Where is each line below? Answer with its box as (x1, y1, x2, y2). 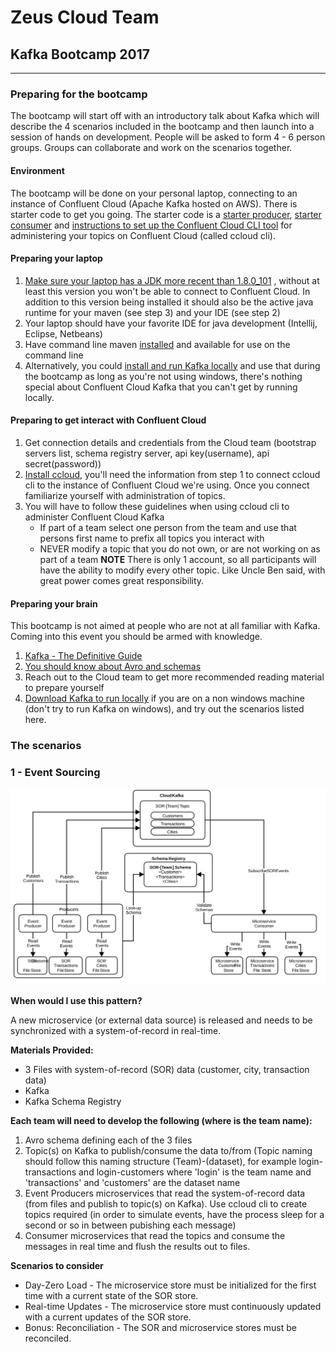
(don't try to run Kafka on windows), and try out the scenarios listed (24, 703, 305, 715)
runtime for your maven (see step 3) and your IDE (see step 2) (24, 306, 281, 318)
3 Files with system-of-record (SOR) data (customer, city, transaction (24, 1063, 310, 1075)
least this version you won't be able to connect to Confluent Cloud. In (24, 285, 311, 297)
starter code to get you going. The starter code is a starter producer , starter (10, 208, 322, 220)
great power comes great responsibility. (39, 574, 205, 586)
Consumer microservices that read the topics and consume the (24, 1229, 286, 1241)
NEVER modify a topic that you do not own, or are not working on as (39, 542, 321, 555)
